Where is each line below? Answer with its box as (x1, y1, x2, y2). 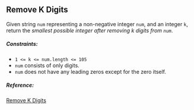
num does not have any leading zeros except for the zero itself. (14, 68, 166, 75)
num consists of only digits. (14, 62, 80, 69)
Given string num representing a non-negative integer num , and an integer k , (6, 20, 188, 27)
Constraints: (6, 40, 38, 48)
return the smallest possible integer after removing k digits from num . (6, 27, 173, 34)
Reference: (6, 81, 34, 89)
